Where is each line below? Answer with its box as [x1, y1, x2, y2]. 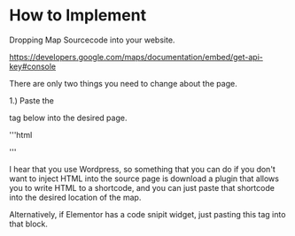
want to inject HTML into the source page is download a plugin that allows [9, 173, 279, 184]
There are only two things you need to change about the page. [9, 78, 237, 88]
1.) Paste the [9, 95, 55, 106]
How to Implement [9, 5, 147, 26]
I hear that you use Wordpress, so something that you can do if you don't [9, 164, 276, 174]
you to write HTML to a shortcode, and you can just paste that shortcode [9, 182, 275, 193]
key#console [9, 61, 56, 72]
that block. [9, 218, 49, 229]
